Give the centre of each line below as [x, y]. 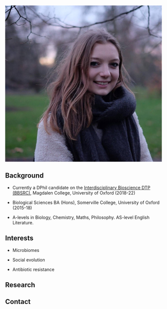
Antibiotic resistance [33, 269]
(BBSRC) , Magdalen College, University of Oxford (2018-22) [74, 193]
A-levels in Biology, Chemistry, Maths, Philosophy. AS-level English [81, 217]
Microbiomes [26, 250]
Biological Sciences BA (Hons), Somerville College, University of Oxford [86, 202]
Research [20, 285]
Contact [18, 302]
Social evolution [29, 260]
